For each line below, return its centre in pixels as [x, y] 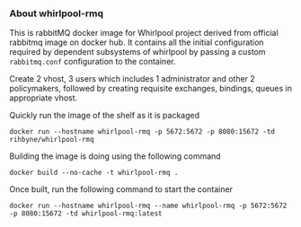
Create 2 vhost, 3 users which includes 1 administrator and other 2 [133, 79]
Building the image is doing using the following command [115, 156]
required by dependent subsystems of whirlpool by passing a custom [138, 52]
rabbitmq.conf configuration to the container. [93, 62]
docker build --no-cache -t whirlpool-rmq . [94, 173]
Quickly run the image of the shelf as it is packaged [105, 116]
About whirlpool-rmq [56, 13]
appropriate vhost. [44, 98]
